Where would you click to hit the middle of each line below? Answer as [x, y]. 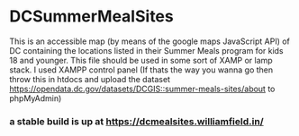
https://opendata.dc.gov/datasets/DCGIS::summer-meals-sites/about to [142, 89]
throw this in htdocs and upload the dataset [90, 79]
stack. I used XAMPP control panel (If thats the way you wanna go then [141, 70]
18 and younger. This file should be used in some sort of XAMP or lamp [141, 60]
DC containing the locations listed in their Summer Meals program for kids [146, 50]
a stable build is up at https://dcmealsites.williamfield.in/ [136, 121]
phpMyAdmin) [36, 98]
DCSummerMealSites [91, 17]
